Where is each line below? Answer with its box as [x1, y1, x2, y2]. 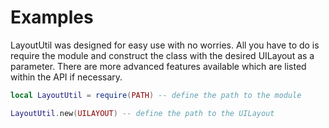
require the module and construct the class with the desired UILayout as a [10, 49, 315, 61]
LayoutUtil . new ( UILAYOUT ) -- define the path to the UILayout [10, 108, 275, 118]
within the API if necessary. [10, 71, 123, 83]
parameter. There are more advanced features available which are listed [10, 60, 307, 72]
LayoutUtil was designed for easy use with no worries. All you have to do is [10, 39, 320, 51]
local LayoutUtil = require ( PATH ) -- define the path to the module [10, 90, 302, 100]
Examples [10, 6, 94, 29]
